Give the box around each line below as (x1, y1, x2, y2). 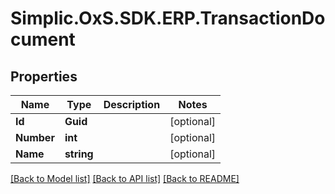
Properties (10, 68, 78, 85)
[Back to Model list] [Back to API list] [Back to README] (10, 173, 240, 184)
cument (10, 28, 76, 51)
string (64, 147, 94, 161)
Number (15, 131, 55, 144)
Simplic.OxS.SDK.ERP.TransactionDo (10, 7, 326, 30)
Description (103, 98, 161, 111)
